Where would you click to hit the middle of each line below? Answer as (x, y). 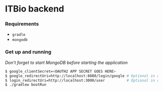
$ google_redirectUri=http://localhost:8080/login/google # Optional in (80, 76)
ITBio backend (35, 9)
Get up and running (28, 52)
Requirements (22, 24)
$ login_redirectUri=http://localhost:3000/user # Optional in (80, 80)
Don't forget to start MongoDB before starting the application (66, 62)
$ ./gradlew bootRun (26, 85)
